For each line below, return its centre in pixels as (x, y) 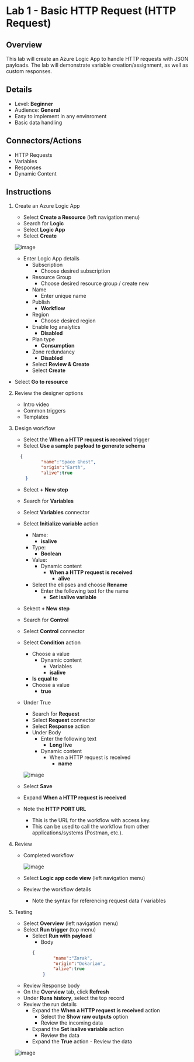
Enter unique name (63, 296)
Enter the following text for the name (84, 591)
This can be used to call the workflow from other (91, 826)
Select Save (38, 786)
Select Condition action (52, 642)
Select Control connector (54, 631)
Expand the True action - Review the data (82, 1042)
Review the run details (50, 1004)
